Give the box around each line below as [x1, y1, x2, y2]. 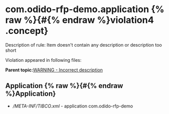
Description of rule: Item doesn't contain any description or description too [5, 42, 162, 48]
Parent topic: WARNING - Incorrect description [5, 67, 103, 73]
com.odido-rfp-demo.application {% [5, 4, 164, 15]
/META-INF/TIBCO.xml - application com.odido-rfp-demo [12, 103, 133, 109]
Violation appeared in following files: [5, 57, 82, 63]
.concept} [5, 25, 48, 36]
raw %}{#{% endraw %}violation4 [5, 14, 154, 26]
